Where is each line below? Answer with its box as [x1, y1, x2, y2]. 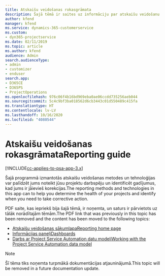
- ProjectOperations [5, 90, 48, 95]
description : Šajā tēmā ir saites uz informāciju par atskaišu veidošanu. [5, 12, 162, 17]
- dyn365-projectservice [5, 35, 56, 40]
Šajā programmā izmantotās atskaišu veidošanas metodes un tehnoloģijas [5, 174, 156, 180]
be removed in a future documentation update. [5, 265, 100, 271]
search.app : [5, 76, 30, 81]
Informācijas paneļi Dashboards [12, 230, 75, 237]
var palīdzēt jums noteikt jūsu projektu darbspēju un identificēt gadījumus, [5, 180, 156, 186]
